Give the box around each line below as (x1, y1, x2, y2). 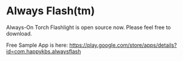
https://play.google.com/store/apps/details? (69, 41, 177, 49)
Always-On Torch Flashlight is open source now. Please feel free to (6, 24, 171, 31)
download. (6, 30, 32, 37)
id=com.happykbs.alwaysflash (6, 47, 82, 54)
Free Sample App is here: (6, 41, 69, 49)
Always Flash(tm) (6, 4, 95, 18)
